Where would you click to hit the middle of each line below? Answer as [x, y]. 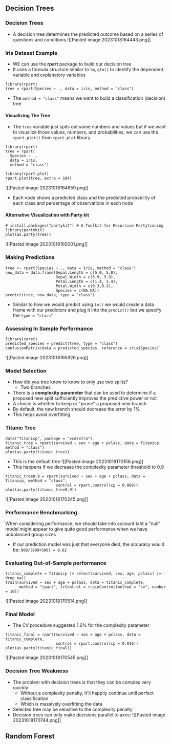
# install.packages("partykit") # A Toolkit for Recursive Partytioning [84, 226]
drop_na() [16, 578]
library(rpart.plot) [27, 174]
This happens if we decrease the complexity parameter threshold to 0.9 [88, 467]
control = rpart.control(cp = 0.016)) [97, 644]
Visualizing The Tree [28, 115]
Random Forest [30, 736]
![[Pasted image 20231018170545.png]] [47, 658]
